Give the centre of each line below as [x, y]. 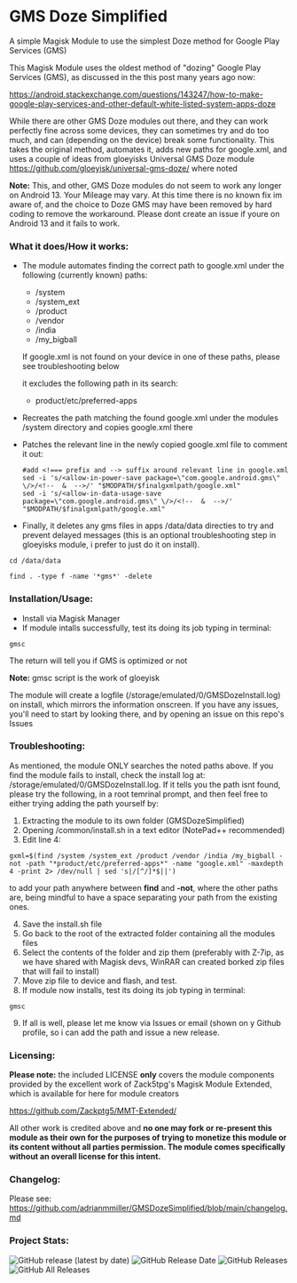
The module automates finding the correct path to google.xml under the [153, 266]
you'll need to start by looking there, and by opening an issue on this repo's [147, 714]
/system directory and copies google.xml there [107, 428]
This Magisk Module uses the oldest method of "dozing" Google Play [135, 68]
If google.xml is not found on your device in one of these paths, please [151, 357]
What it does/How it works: [69, 246]
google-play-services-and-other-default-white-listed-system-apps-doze [143, 103]
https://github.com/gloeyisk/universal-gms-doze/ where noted [123, 168]
